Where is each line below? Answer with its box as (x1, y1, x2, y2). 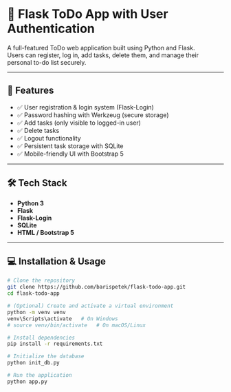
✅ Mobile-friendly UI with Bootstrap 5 (16, 149, 124, 158)
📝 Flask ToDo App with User (7, 6, 168, 22)
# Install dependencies (7, 334, 76, 341)
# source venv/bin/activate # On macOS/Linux (7, 322, 146, 329)
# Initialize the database (7, 353, 85, 360)
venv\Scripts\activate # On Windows (7, 315, 118, 322)
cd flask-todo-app (7, 290, 60, 297)
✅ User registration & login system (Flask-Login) (16, 103, 155, 111)
